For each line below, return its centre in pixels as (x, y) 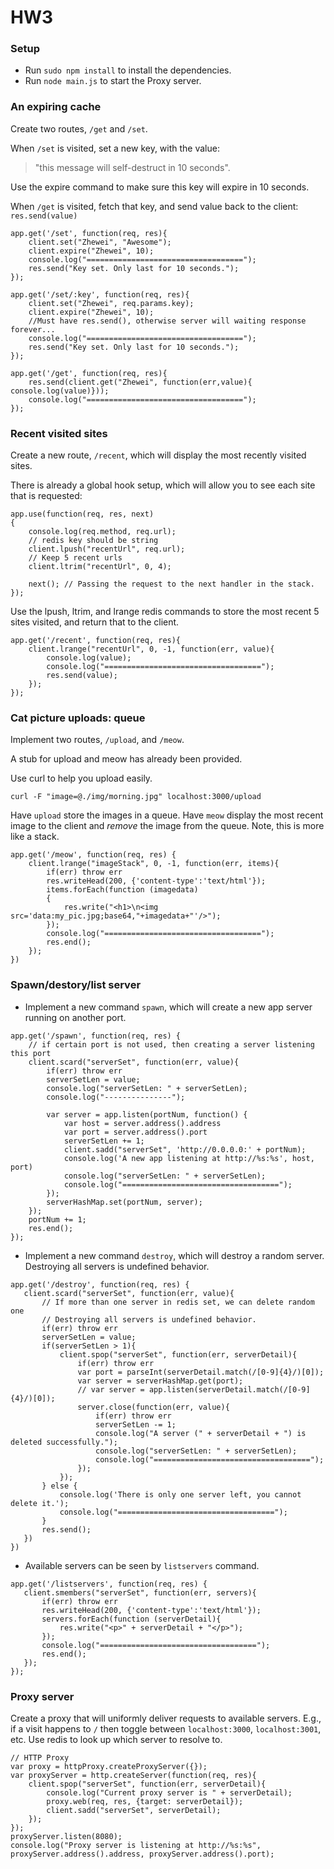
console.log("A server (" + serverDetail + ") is (201, 1433)
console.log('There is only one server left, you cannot (180, 1494)
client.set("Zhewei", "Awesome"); (100, 242)
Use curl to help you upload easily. (81, 778)
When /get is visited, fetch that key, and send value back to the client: (154, 206)
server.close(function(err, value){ (153, 1407)
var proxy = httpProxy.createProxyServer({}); (109, 1766)
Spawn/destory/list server (76, 985)
